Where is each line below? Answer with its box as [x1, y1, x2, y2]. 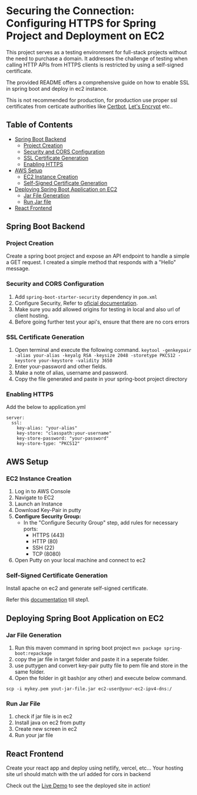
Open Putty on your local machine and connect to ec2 [14, 557, 146, 564]
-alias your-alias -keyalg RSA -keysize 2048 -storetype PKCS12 [14, 352, 176, 359]
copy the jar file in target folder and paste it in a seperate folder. [14, 656, 169, 662]
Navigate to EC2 [14, 494, 55, 502]
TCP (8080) [32, 550, 61, 558]
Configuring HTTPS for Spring [6, 17, 156, 30]
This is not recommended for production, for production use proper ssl [6, 96, 178, 104]
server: [6, 415, 25, 421]
